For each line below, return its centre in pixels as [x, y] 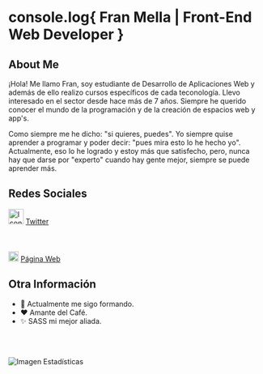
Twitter [37, 221]
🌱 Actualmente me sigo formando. [77, 304]
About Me [34, 64]
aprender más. [33, 168]
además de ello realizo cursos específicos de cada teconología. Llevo [124, 92]
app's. [19, 118]
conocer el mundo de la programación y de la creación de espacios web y [132, 110]
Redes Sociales [48, 194]
